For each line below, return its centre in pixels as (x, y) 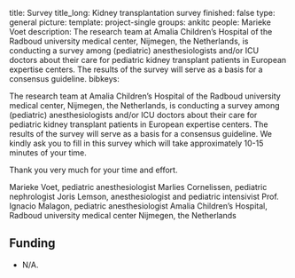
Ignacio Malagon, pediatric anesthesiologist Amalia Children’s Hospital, (139, 206)
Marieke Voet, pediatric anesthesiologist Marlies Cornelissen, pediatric (138, 187)
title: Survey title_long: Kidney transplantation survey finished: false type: (143, 13)
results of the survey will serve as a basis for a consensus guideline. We (141, 134)
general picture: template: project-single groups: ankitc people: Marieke (140, 22)
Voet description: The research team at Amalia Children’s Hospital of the (141, 32)
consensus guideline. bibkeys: (64, 79)
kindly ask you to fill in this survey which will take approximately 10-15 (136, 143)
